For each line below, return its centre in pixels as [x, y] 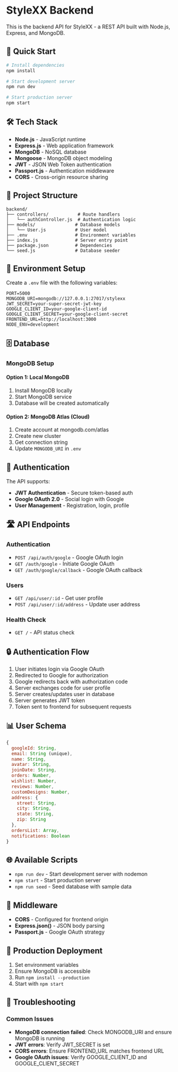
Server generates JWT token [50, 700]
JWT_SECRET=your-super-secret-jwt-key [54, 304]
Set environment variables [46, 964]
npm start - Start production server [58, 881]
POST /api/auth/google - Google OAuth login [69, 557]
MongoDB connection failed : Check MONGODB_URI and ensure [93, 1032]
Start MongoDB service [43, 397]
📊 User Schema [36, 726]
